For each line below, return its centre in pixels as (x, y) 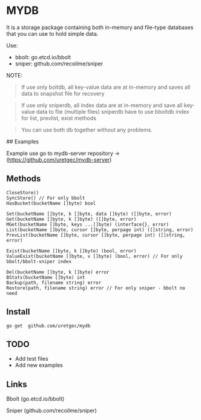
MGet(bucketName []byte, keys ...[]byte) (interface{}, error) (88, 225)
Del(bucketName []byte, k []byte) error (58, 272)
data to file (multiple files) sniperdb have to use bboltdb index (113, 111)
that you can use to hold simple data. (52, 33)
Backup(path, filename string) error (54, 283)
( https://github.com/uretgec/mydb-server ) (59, 159)
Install (18, 312)
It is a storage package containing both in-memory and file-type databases (100, 27)
